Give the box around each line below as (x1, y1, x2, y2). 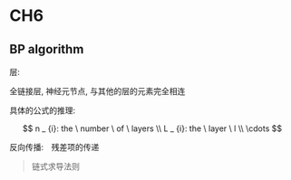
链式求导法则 (31, 161, 80, 172)
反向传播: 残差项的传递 (9, 142, 100, 152)
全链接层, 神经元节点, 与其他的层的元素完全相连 (9, 86, 186, 96)
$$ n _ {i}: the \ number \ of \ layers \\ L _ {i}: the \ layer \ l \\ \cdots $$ (22, 123, 283, 134)
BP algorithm (9, 42, 84, 57)
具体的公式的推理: (9, 105, 76, 116)
